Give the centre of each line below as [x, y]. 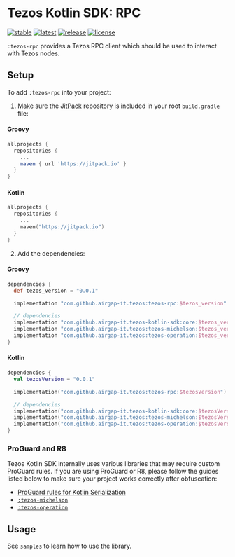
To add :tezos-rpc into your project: [59, 92]
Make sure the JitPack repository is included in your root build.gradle [119, 106]
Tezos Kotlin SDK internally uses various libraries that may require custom [114, 464]
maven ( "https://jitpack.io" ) [62, 227]
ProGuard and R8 [37, 448]
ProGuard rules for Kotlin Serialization [71, 493]
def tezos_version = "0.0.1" [56, 291]
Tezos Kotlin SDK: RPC [74, 13]
